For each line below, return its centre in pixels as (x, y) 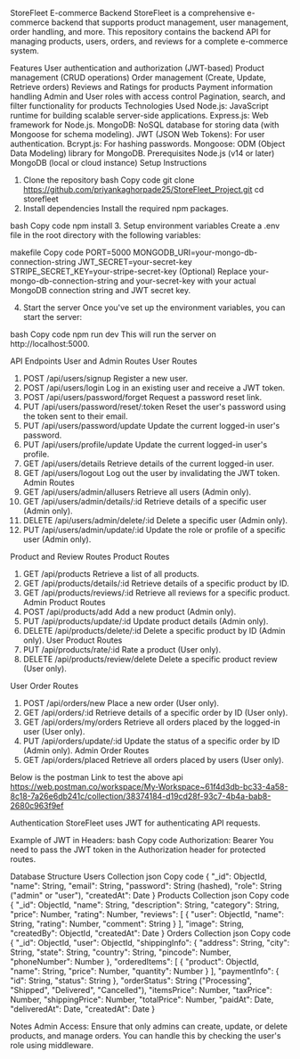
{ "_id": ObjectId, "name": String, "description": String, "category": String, (145, 905)
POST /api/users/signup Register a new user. (105, 378)
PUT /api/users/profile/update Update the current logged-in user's (145, 444)
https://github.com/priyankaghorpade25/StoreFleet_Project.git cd (143, 189)
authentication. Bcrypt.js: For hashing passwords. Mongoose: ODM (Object (148, 144)
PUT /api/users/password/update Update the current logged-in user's (151, 426)
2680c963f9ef (37, 805)
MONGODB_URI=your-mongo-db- (195, 252)
